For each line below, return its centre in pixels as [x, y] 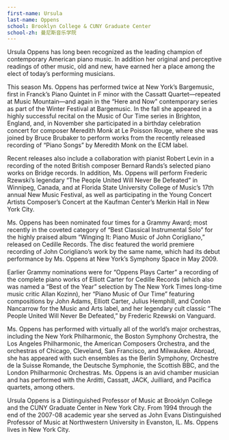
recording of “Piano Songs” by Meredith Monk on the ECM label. [98, 145]
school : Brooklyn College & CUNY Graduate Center [79, 26]
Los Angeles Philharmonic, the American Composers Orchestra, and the [109, 344]
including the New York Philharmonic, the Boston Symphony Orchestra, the [113, 337]
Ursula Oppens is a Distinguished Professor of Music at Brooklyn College [110, 400]
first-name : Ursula [35, 13]
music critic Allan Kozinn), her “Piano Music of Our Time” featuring [101, 294]
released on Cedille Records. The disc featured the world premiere [101, 244]
